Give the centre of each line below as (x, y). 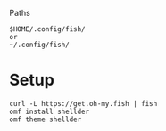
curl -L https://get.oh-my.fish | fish (83, 103)
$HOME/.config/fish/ (48, 29)
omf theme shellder (46, 119)
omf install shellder (50, 111)
